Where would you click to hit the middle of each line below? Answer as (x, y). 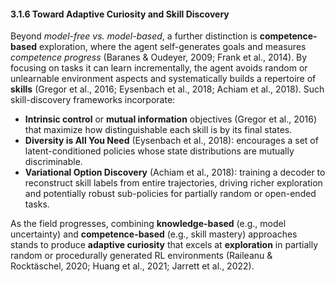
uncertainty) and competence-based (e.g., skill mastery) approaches (154, 234)
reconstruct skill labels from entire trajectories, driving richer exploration (173, 183)
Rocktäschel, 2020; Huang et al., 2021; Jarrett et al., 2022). (132, 266)
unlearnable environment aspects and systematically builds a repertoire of (163, 79)
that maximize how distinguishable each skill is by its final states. (158, 130)
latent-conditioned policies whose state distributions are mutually (159, 151)
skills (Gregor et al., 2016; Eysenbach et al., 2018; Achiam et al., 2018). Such (167, 89)
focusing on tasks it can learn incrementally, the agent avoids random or (159, 68)
